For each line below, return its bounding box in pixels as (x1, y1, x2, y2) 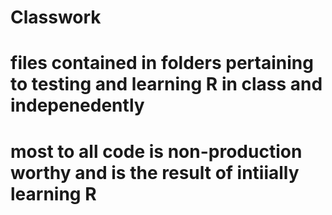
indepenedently (10, 94, 145, 117)
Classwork (10, 6, 102, 29)
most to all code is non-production (10, 140, 303, 163)
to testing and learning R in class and (10, 73, 323, 96)
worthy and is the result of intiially (10, 161, 300, 184)
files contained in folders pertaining (10, 52, 314, 75)
